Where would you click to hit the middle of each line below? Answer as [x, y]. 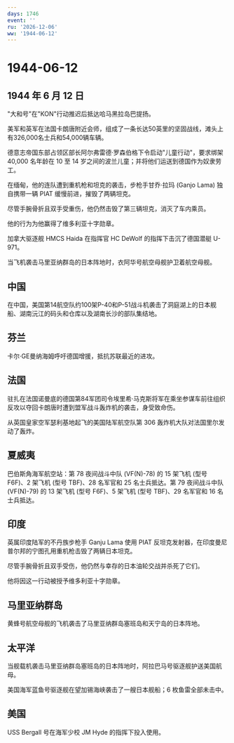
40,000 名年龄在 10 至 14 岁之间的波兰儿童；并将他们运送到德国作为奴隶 [111, 162]
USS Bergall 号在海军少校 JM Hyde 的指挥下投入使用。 [86, 732]
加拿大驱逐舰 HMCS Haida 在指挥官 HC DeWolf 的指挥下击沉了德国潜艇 [110, 239]
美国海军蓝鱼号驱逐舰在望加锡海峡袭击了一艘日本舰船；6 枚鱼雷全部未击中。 [117, 690]
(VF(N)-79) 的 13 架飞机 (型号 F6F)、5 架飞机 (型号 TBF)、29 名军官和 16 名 [116, 491]
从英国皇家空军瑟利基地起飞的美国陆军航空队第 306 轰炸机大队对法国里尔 [113, 422]
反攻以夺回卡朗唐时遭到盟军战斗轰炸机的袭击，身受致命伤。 [93, 407]
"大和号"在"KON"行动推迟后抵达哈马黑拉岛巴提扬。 [81, 114]
